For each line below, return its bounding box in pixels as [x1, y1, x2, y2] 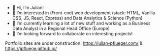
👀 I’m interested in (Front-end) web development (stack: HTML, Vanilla [12, 10, 155, 16]
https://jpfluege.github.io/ [5, 46, 57, 51]
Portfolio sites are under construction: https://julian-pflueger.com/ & [5, 40, 143, 46]
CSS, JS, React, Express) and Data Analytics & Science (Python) [12, 15, 143, 21]
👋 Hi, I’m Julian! [12, 5, 44, 10]
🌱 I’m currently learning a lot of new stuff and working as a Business [12, 20, 151, 26]
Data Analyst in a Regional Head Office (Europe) [12, 26, 110, 31]
